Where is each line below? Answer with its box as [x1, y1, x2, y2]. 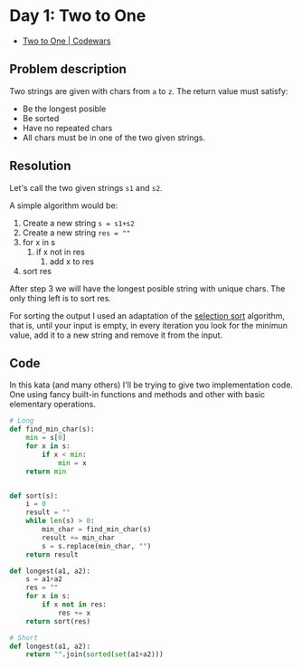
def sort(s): [9, 491, 59, 501]
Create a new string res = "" [22, 227, 131, 238]
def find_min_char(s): [9, 425, 95, 434]
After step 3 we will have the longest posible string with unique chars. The [9, 282, 286, 294]
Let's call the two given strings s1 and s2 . [9, 182, 163, 193]
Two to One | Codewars [22, 35, 111, 46]
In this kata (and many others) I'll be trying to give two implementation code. [9, 379, 294, 390]
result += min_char [42, 533, 116, 542]
